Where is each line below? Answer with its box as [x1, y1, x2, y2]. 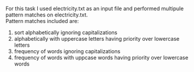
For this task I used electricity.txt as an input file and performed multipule [5, 5, 184, 12]
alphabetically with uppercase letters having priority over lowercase [14, 35, 180, 42]
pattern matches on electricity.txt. [5, 11, 88, 18]
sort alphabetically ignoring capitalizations [14, 29, 118, 36]
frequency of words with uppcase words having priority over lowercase [14, 54, 189, 61]
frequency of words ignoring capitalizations [14, 48, 121, 55]
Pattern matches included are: [5, 18, 79, 24]
